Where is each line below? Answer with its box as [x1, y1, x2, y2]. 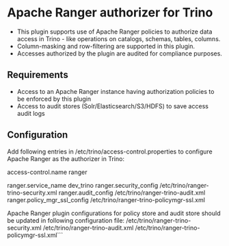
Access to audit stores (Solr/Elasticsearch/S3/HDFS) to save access [16, 101, 208, 110]
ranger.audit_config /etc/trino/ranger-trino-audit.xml [58, 188, 206, 197]
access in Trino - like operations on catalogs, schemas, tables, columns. [16, 34, 221, 42]
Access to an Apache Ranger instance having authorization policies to [16, 87, 215, 95]
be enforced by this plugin [16, 95, 91, 103]
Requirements [7, 69, 68, 81]
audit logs [16, 109, 46, 117]
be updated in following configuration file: [7, 216, 125, 224]
